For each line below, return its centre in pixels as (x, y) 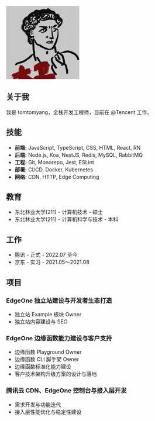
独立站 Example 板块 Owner (48, 314)
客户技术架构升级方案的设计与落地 (56, 374)
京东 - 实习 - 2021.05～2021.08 (52, 262)
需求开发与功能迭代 (38, 404)
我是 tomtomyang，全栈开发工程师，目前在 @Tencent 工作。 (79, 112)
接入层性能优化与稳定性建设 (48, 412)
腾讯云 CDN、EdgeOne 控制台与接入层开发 (66, 391)
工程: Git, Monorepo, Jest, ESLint (54, 162)
